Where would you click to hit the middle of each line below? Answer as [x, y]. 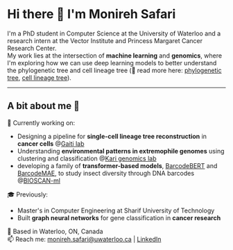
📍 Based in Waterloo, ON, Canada [55, 231]
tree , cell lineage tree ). [39, 77]
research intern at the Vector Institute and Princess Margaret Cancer [105, 40]
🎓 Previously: [28, 194]
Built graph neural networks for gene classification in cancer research [119, 217]
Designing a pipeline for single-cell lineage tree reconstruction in [112, 136]
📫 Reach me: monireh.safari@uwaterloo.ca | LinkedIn [84, 239]
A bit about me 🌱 [43, 106]
